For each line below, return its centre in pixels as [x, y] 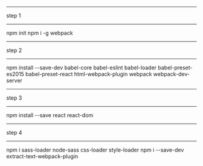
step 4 [14, 132]
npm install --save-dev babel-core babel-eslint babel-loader [82, 68]
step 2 [14, 50]
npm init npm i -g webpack [40, 33]
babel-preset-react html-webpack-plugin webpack [89, 74]
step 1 [14, 15]
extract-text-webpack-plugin [42, 156]
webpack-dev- [172, 74]
